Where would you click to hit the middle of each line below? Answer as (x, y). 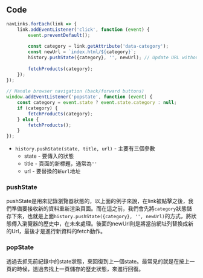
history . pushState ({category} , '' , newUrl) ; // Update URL (104, 58)
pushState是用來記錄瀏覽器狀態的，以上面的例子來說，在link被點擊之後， (97, 201)
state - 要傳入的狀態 (49, 156)
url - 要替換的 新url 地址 (52, 171)
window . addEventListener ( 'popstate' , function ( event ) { (79, 97)
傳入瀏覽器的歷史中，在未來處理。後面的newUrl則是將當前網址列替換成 (100, 224)
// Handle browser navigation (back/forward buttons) (76, 91)
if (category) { (38, 108)
